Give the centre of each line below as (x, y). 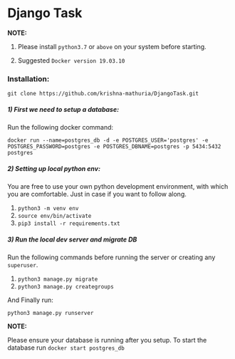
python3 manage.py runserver (51, 313)
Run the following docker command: (61, 128)
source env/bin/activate (54, 216)
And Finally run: (30, 300)
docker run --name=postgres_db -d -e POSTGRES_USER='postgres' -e (108, 140)
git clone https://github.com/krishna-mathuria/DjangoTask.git (103, 94)
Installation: (28, 78)
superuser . (23, 265)
